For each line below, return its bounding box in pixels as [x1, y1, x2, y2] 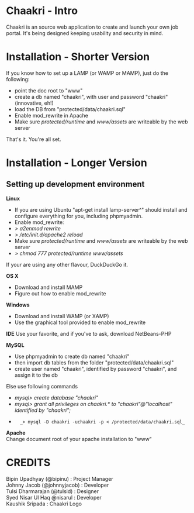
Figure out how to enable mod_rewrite [14, 290, 106, 297]
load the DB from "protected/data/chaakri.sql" [14, 105, 126, 112]
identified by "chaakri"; [14, 407, 71, 414]
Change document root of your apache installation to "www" [6, 435, 152, 442]
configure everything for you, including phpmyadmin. [14, 212, 143, 219]
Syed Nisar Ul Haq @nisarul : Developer [6, 494, 102, 501]
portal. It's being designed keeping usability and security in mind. [6, 29, 164, 36]
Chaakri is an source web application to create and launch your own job [6, 23, 179, 30]
